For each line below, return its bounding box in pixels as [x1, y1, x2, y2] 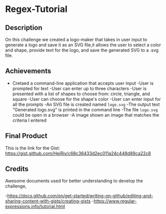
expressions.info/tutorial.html [5, 204, 65, 210]
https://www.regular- [94, 198, 137, 204]
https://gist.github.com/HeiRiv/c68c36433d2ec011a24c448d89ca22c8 [5, 150, 151, 156]
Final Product [5, 132, 47, 140]
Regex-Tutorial [5, 3, 68, 15]
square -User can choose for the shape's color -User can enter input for [12, 96, 161, 102]
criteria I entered [12, 117, 47, 123]
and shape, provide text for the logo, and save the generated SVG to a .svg [5, 47, 159, 53]
